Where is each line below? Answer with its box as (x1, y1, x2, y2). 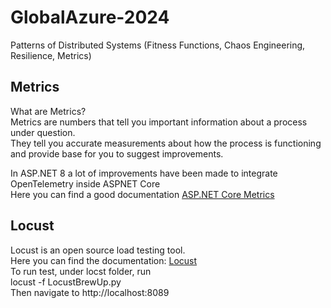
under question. (10, 126, 76, 138)
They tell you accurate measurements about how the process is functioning (10, 137, 322, 149)
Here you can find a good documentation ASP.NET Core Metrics (10, 188, 275, 200)
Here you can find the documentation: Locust (10, 254, 198, 266)
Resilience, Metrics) (10, 49, 92, 61)
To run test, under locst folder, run (10, 265, 152, 277)
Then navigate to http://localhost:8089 (10, 286, 170, 298)
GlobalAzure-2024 (10, 6, 170, 29)
